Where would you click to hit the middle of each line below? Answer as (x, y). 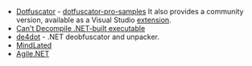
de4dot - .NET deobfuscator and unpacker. (87, 37)
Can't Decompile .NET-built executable (81, 28)
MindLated (34, 45)
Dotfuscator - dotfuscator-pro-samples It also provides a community (130, 12)
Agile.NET (33, 54)
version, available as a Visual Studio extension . (93, 20)
